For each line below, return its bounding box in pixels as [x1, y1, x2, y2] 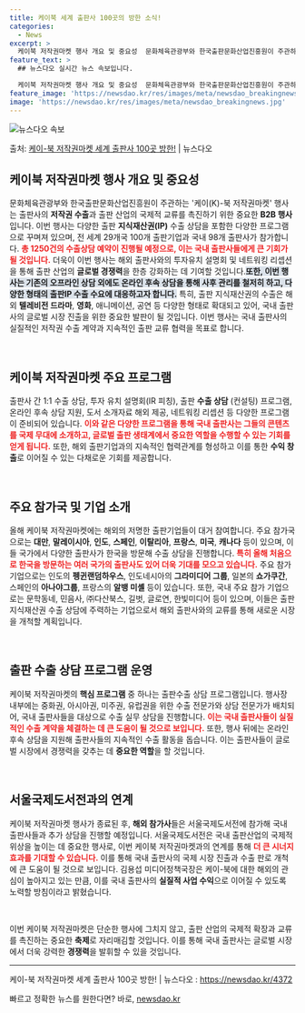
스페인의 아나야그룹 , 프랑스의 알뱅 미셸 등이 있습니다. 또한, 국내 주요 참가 [9, 581, 266, 592]
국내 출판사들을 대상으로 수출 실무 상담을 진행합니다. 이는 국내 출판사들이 [21, 711, 278, 722]
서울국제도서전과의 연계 [9, 792, 133, 807]
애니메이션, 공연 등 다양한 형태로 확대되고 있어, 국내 [95, 300, 278, 311]
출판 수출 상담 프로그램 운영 [9, 663, 152, 678]
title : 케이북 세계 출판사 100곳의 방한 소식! [9, 13, 162, 23]
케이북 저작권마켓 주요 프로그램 [9, 369, 172, 385]
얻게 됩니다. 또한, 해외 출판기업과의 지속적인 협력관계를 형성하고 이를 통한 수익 [9, 441, 286, 452]
